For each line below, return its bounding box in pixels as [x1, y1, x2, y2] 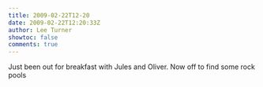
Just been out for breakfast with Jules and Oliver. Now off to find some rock [8, 62, 255, 71]
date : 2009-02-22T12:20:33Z [8, 19, 101, 27]
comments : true [8, 41, 58, 49]
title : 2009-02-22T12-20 [8, 11, 90, 20]
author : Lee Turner [8, 26, 73, 34]
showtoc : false [8, 33, 58, 42]
